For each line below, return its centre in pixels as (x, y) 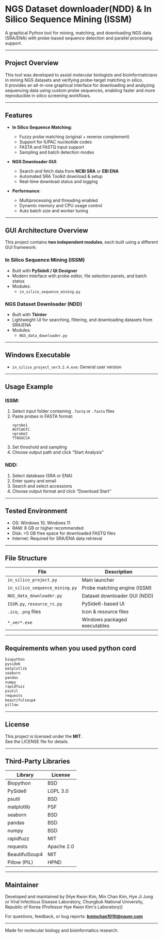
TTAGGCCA (21, 438)
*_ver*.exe (20, 623)
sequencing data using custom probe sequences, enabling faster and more (80, 90)
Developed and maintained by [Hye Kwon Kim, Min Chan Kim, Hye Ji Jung (79, 897)
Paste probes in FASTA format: (43, 416)
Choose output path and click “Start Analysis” (58, 452)
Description (119, 572)
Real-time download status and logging (58, 181)
